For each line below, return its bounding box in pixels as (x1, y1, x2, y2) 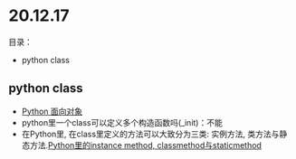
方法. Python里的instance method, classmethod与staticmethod (29, 139, 262, 150)
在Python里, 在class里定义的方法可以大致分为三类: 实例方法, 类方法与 (21, 128, 280, 139)
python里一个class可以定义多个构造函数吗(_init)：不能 (21, 117, 223, 127)
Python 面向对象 (21, 106, 83, 117)
